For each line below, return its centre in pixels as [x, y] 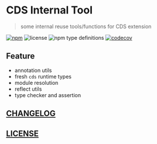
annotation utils [33, 70]
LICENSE [23, 133]
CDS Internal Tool [49, 10]
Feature [21, 56]
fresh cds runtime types [43, 76]
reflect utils [28, 89]
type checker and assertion [47, 95]
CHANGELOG [31, 114]
